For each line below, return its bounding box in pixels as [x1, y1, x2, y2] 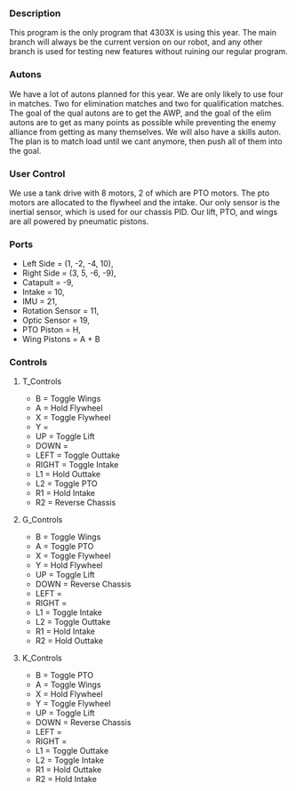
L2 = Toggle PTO [35, 478, 98, 489]
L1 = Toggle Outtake [35, 746, 109, 756]
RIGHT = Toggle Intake [35, 459, 119, 470]
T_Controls [21, 376, 62, 387]
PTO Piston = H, [21, 324, 82, 335]
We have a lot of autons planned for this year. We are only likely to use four [9, 88, 284, 100]
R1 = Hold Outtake [35, 764, 102, 775]
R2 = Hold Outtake [35, 635, 104, 646]
